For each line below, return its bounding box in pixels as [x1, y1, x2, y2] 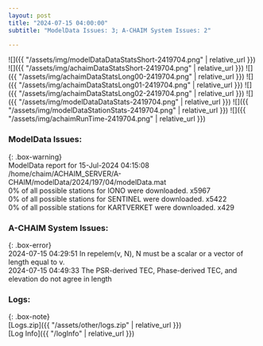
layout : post [8, 11, 52, 20]
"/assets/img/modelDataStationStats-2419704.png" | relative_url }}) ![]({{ [8, 106, 246, 115]
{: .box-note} [8, 312, 50, 321]
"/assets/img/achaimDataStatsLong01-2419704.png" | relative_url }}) [18, 80, 244, 90]
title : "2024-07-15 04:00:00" [8, 19, 109, 27]
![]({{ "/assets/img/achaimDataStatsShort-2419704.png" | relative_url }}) [8, 63, 245, 73]
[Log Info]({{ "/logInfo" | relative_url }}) [8, 329, 135, 338]
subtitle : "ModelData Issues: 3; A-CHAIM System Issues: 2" [8, 26, 212, 34]
